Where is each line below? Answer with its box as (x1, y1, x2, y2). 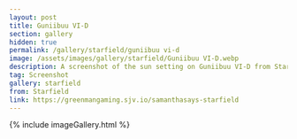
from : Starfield (9, 87, 69, 96)
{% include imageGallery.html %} (9, 120, 131, 130)
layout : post (9, 12, 57, 22)
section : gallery (9, 29, 73, 38)
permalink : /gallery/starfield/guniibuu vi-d (9, 46, 179, 55)
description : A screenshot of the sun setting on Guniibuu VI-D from (9, 63, 271, 72)
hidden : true (9, 37, 57, 47)
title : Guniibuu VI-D (9, 21, 89, 30)
